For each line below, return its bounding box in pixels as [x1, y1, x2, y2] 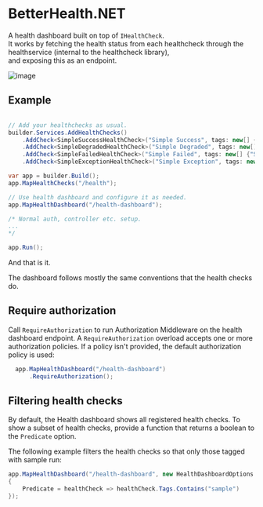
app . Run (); [8, 244, 44, 252]
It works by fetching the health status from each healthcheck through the [8, 38, 244, 48]
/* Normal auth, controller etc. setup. [8, 215, 142, 223]
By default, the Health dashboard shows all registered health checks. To [8, 415, 241, 425]
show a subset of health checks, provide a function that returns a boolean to [8, 423, 255, 432]
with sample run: [8, 455, 63, 465]
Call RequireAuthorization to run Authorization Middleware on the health [8, 325, 243, 334]
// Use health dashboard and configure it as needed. [8, 193, 188, 201]
